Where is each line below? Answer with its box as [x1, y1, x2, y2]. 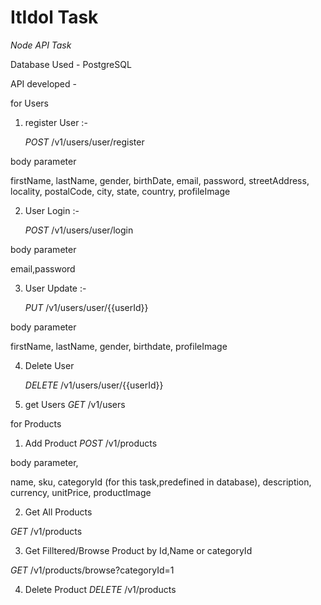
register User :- [24, 116, 88, 128]
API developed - [10, 77, 77, 90]
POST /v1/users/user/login [24, 224, 134, 236]
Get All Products [24, 506, 93, 518]
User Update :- [24, 282, 87, 294]
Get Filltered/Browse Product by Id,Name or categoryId [24, 544, 253, 556]
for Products [10, 417, 62, 430]
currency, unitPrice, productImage [10, 486, 152, 498]
